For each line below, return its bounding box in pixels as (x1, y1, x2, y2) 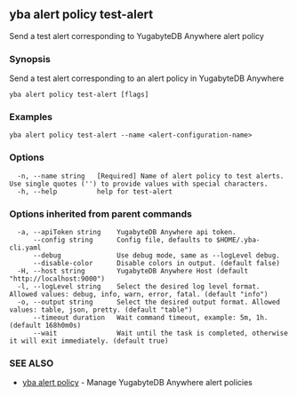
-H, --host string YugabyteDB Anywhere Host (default (17, 266, 249, 275)
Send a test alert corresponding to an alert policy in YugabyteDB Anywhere (9, 73, 285, 83)
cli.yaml (9, 243, 42, 252)
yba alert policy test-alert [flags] (9, 91, 149, 99)
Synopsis (9, 52, 51, 65)
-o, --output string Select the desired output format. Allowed (17, 297, 280, 306)
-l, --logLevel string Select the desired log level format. (17, 282, 261, 291)
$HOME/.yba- (216, 235, 261, 244)
